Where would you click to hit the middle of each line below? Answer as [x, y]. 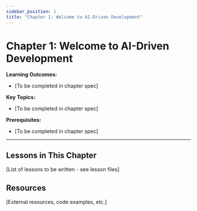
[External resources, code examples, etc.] [57, 202]
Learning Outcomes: [32, 74]
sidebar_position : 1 [31, 11]
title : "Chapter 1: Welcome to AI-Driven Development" [74, 17]
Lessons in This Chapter [51, 155]
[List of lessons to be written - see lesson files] [63, 169]
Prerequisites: [24, 120]
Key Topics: [21, 97]
